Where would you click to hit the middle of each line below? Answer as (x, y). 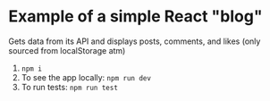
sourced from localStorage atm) (67, 50)
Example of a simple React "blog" (135, 17)
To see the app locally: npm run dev (86, 77)
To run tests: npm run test (69, 87)
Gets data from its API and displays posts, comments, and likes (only (135, 41)
